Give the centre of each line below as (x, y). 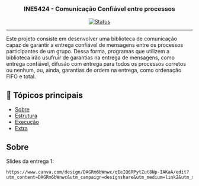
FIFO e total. (21, 76)
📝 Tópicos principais (44, 95)
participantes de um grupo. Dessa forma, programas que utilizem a (88, 52)
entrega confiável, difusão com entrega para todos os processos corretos (96, 64)
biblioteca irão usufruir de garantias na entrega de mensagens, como (90, 57)
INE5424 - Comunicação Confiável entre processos (99, 9)
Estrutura (26, 116)
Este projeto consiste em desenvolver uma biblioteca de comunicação (92, 39)
